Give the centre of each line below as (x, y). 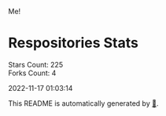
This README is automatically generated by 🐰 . (83, 103)
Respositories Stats (74, 43)
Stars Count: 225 (36, 64)
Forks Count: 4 (32, 73)
